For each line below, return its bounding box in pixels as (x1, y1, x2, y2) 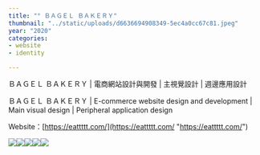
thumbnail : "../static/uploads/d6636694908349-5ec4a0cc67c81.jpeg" (8, 19, 239, 27)
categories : (8, 34, 48, 43)
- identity (8, 49, 45, 57)
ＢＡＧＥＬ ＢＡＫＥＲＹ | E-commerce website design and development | (8, 96, 253, 105)
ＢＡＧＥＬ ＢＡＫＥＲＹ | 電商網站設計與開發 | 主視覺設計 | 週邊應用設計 (8, 80, 247, 88)
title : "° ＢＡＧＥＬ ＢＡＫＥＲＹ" (8, 11, 118, 20)
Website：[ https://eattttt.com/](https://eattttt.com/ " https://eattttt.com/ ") (8, 122, 249, 131)
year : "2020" (8, 27, 52, 35)
